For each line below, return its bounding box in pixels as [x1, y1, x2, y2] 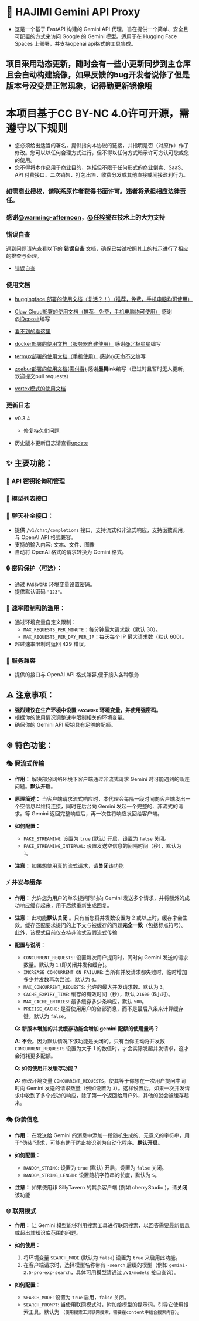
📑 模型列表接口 [6, 494, 48, 503]
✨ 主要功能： [6, 458, 53, 469]
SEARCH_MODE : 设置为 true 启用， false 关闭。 [23, 1293, 130, 1300]
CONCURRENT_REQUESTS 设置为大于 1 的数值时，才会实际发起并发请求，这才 [14, 1045, 189, 1052]
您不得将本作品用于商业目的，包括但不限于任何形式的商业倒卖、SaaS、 [14, 164, 186, 171]
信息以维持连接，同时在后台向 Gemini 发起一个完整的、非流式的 [25, 803, 179, 810]
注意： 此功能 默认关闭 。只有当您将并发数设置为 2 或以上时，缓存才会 [14, 914, 183, 921]
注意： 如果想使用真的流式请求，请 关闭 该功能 [14, 862, 124, 869]
